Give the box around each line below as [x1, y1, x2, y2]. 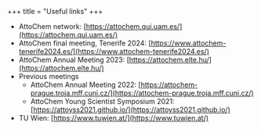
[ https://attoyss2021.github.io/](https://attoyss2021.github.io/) [30, 105, 230, 114]
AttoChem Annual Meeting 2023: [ [18, 55, 130, 64]
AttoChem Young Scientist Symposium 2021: [30, 97, 175, 106]
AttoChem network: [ [18, 22, 87, 31]
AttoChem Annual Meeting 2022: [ [30, 80, 142, 89]
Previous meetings [18, 72, 79, 81]
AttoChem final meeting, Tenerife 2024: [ [18, 38, 151, 48]
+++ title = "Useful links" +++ [7, 7, 103, 16]
